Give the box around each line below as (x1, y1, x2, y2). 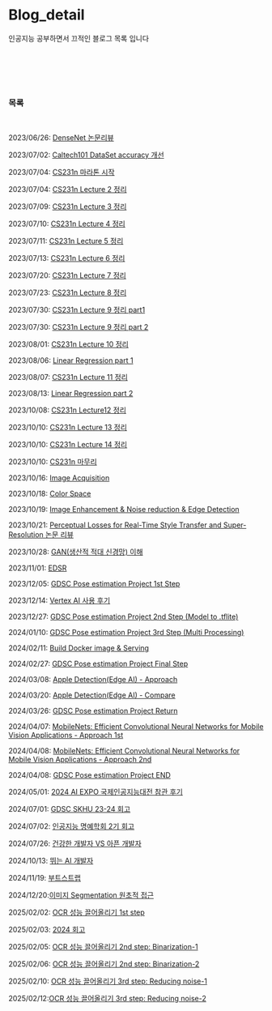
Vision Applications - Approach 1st (8, 731, 124, 740)
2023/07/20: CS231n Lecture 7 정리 (8, 271, 127, 280)
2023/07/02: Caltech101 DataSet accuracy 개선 (8, 150, 164, 160)
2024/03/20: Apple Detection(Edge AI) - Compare (8, 690, 176, 700)
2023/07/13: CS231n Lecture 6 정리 (8, 254, 125, 263)
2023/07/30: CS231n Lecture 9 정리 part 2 (8, 322, 149, 332)
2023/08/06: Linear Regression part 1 (8, 356, 134, 365)
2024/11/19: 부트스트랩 (8, 873, 81, 883)
